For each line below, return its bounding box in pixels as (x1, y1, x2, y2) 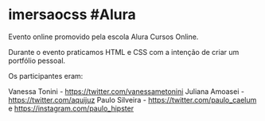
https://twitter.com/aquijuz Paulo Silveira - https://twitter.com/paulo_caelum (8, 95, 257, 104)
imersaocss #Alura (8, 6, 137, 24)
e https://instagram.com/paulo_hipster (8, 103, 134, 113)
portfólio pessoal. (8, 56, 66, 65)
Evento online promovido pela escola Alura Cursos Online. (8, 32, 199, 41)
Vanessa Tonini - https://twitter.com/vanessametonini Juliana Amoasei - (8, 86, 245, 96)
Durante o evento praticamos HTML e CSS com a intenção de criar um (8, 47, 240, 57)
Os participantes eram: (8, 71, 84, 80)
